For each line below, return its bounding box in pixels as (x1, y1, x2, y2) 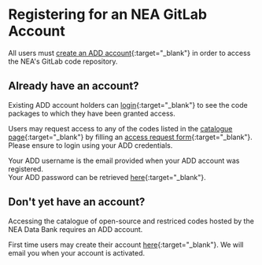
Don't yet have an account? (8, 195, 146, 209)
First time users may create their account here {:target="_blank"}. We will (8, 240, 244, 249)
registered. (8, 164, 43, 174)
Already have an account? (8, 79, 139, 93)
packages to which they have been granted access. (8, 109, 175, 118)
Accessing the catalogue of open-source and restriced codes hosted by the (8, 216, 254, 226)
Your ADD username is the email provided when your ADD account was (8, 156, 240, 165)
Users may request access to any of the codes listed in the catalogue (8, 123, 233, 133)
